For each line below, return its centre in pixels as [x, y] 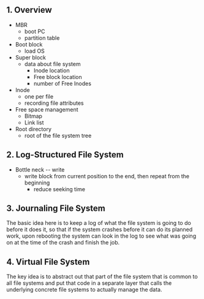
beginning [37, 183]
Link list [34, 123]
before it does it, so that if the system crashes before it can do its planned [100, 230]
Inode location [51, 70]
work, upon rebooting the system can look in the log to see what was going [101, 236]
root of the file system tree [58, 135]
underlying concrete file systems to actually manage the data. [84, 290]
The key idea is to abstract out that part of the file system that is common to [102, 277]
